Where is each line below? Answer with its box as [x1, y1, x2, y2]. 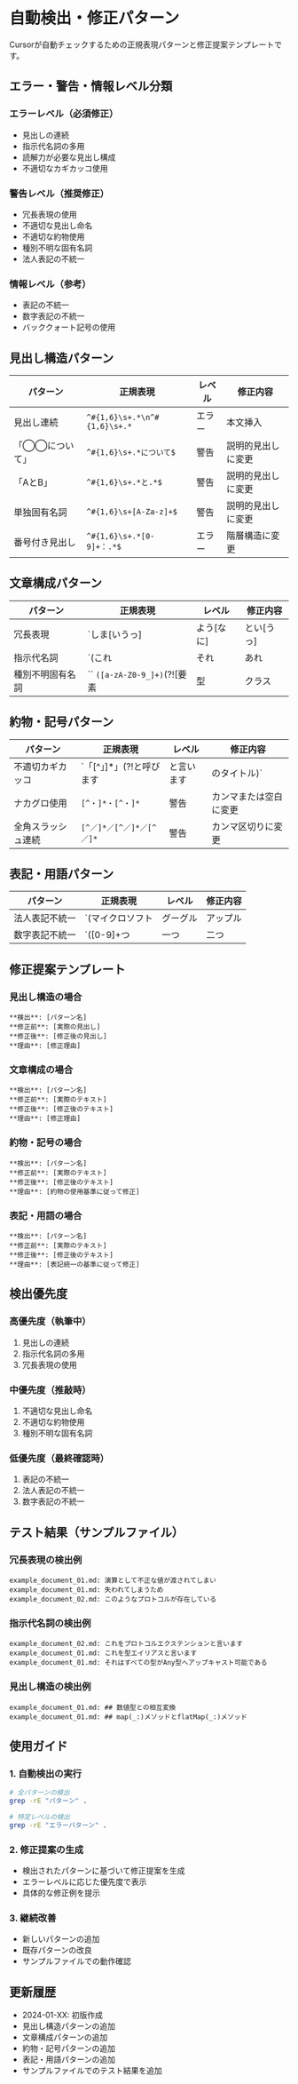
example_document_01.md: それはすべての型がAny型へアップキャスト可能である [9, 1658, 268, 1667]
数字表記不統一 [13, 929, 77, 942]
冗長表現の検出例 [9, 1554, 82, 1566]
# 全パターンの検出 [9, 1788, 70, 1797]
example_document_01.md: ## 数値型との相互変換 [9, 1703, 176, 1712]
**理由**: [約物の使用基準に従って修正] [9, 1187, 140, 1196]
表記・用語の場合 [9, 1209, 82, 1221]
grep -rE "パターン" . [9, 1796, 88, 1806]
